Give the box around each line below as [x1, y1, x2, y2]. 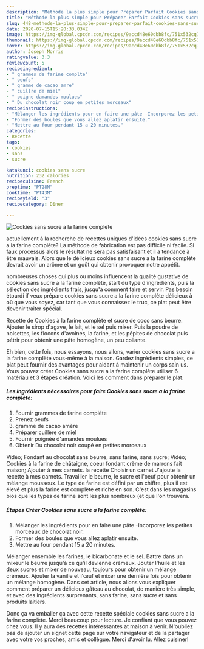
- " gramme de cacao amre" [6, 83, 75, 89]
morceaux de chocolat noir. [15, 528, 84, 536]
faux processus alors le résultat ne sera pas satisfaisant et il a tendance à [6, 248, 190, 255]
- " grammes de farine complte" [6, 71, 88, 77]
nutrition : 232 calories [6, 173, 69, 179]
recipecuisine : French [6, 178, 64, 184]
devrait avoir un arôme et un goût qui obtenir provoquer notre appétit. [6, 261, 180, 268]
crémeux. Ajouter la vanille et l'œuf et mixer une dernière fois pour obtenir [6, 572, 192, 580]
